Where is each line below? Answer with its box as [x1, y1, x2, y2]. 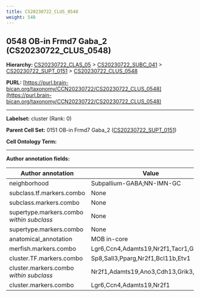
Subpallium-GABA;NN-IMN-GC [90, 179, 182, 188]
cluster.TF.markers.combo [9, 254, 83, 263]
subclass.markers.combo [9, 198, 80, 207]
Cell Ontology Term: [6, 138, 57, 146]
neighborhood [9, 179, 49, 188]
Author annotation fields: [6, 155, 70, 162]
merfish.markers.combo [9, 245, 76, 253]
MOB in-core [90, 235, 128, 244]
